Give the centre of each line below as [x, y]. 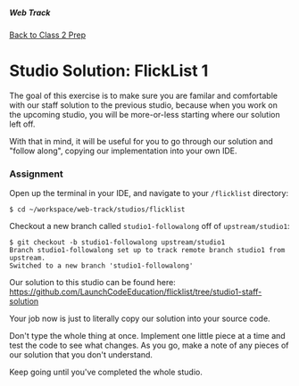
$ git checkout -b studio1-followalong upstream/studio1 [117, 242]
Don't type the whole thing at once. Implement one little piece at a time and [147, 336]
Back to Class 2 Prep [48, 35]
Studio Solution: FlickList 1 [109, 71]
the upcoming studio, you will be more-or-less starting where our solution [145, 114]
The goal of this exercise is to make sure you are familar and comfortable [144, 95]
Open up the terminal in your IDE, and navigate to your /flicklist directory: [149, 193]
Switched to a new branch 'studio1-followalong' [101, 266]
